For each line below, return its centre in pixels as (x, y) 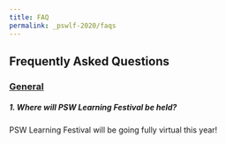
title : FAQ (29, 17)
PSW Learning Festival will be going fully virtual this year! (113, 130)
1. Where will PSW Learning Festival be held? (93, 108)
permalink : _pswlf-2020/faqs (63, 26)
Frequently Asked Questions (90, 61)
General (26, 87)
